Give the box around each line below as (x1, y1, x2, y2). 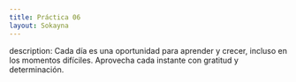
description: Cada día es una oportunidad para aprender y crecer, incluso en (9, 45, 287, 56)
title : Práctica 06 (9, 12, 81, 22)
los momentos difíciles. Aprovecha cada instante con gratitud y (9, 55, 239, 65)
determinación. (9, 63, 65, 75)
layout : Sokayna (9, 21, 69, 30)
